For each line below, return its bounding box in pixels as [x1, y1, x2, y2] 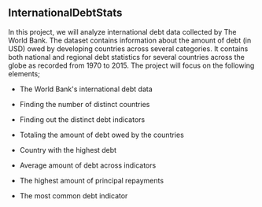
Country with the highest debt [19, 145, 116, 154]
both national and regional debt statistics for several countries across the [8, 52, 245, 61]
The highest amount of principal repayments [19, 176, 164, 185]
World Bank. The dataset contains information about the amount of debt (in [8, 35, 252, 45]
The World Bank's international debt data [19, 84, 153, 94]
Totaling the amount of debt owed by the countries [19, 130, 185, 139]
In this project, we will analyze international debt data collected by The [8, 27, 237, 36]
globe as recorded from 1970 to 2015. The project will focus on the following [8, 61, 255, 70]
